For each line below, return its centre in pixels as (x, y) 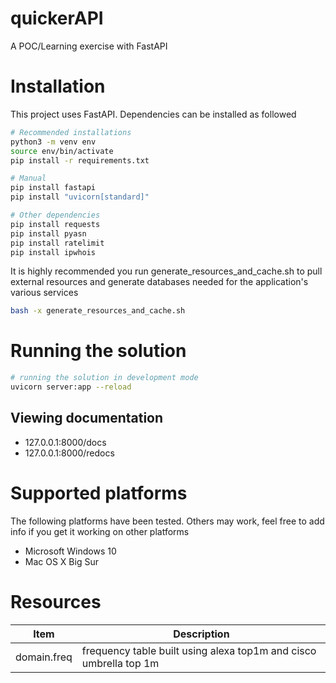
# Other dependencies (55, 215)
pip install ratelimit (57, 243)
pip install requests (55, 224)
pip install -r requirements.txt (80, 160)
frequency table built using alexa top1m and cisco (199, 650)
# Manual (28, 178)
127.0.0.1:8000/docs (65, 442)
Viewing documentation (87, 418)
